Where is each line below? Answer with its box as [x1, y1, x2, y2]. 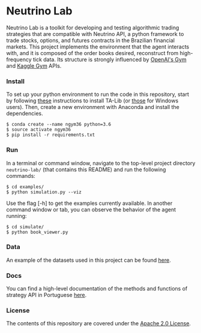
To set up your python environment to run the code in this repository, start [6, 91, 190, 98]
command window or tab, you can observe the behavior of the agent [6, 205, 176, 213]
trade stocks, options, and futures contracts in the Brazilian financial [6, 37, 175, 44]
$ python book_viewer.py [6, 229, 68, 235]
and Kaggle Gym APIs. [6, 62, 62, 69]
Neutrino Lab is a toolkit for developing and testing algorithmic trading [6, 24, 179, 31]
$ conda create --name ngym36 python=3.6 [6, 122, 112, 128]
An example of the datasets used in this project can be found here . [6, 256, 171, 264]
